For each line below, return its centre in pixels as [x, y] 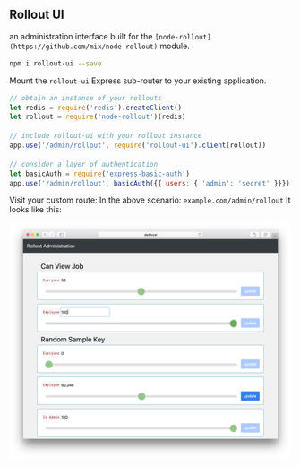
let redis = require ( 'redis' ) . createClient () [95, 108]
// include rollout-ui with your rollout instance [106, 136]
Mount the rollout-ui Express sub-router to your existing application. [138, 81]
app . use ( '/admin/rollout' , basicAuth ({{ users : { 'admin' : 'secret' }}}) [150, 183]
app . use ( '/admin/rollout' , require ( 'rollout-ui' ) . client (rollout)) [138, 146]
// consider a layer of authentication [84, 164]
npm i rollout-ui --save [56, 63]
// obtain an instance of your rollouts [86, 98]
